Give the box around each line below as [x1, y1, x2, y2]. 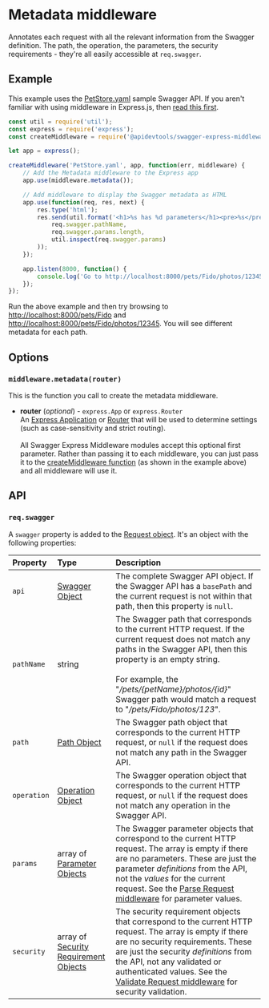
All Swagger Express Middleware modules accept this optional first [19, 440, 242, 450]
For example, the [115, 673, 179, 684]
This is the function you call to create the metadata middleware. [8, 390, 219, 400]
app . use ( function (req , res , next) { [22, 198, 146, 206]
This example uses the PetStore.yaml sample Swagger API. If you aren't [8, 94, 245, 103]
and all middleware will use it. [19, 466, 118, 475]
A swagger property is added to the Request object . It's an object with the [8, 529, 249, 538]
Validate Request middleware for [115, 976, 238, 987]
